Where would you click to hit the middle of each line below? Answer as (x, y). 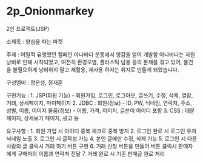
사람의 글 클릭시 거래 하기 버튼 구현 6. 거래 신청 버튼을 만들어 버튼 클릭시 (92, 146)
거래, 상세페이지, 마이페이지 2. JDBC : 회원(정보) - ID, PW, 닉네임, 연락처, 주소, (99, 103)
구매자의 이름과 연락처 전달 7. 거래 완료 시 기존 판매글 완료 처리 (91, 153)
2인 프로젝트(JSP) (28, 28)
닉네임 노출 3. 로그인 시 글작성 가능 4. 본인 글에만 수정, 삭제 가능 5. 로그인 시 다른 (102, 138)
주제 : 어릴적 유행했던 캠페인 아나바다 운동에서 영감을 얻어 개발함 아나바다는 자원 (101, 54)
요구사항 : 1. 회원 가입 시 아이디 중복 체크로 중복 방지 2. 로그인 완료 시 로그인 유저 (101, 131)
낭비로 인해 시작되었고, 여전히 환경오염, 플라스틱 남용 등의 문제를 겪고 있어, (94, 62)
